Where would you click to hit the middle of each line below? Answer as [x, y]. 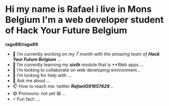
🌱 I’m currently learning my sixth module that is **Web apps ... [78, 64]
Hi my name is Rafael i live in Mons [78, 9]
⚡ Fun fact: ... [26, 99]
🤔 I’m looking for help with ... [42, 75]
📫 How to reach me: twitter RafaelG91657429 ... [63, 86]
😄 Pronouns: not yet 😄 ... [39, 93]
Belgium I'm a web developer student [84, 20]
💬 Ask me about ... [31, 80]
